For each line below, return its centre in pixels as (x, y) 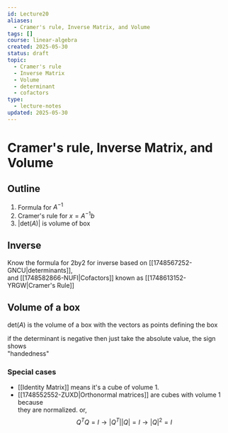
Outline (24, 189)
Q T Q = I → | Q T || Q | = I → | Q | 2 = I (124, 421)
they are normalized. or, (52, 410)
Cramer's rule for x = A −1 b (56, 215)
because (30, 402)
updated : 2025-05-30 (38, 113)
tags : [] (20, 34)
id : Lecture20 (28, 14)
